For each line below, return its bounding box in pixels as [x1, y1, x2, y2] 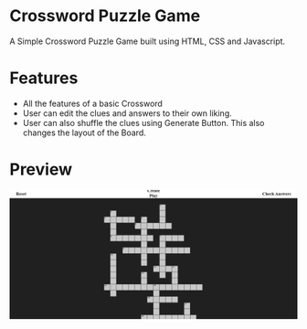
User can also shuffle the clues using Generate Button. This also [22, 117, 265, 128]
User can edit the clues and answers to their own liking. [22, 107, 233, 119]
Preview [9, 159, 73, 180]
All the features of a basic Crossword [22, 98, 163, 109]
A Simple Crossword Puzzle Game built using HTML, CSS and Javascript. [9, 36, 286, 47]
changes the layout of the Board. [22, 127, 146, 138]
